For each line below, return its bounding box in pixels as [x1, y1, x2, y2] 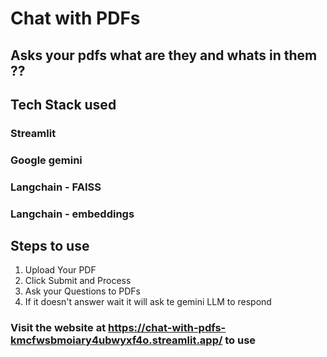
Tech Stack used [10, 96, 117, 113]
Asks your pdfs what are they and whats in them [10, 47, 318, 64]
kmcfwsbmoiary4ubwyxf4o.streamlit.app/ [10, 333, 223, 347]
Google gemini [10, 153, 83, 167]
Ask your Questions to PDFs [24, 285, 141, 297]
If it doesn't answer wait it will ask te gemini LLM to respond [24, 296, 272, 308]
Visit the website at [10, 321, 107, 335]
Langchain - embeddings [10, 207, 135, 221]
